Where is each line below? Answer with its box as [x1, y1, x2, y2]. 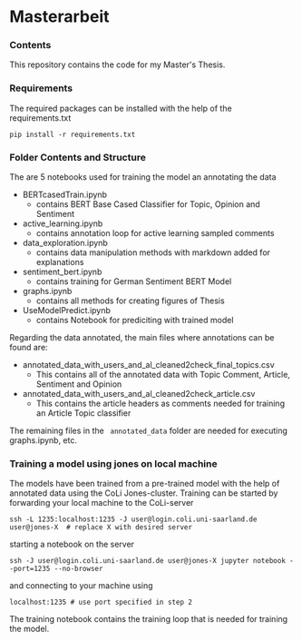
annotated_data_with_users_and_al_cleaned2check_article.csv [22, 389, 256, 399]
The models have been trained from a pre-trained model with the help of [9, 478, 280, 489]
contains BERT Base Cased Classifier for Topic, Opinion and [35, 199, 260, 210]
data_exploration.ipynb [22, 238, 109, 249]
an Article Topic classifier [35, 408, 132, 419]
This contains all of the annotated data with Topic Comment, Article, [35, 370, 290, 380]
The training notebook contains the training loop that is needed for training [9, 614, 288, 625]
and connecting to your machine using [9, 580, 153, 591]
